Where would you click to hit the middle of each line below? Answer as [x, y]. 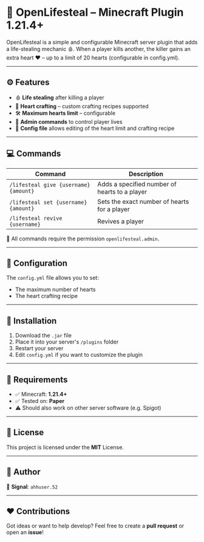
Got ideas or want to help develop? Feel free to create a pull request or [95, 526]
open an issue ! [25, 532]
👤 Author [23, 472]
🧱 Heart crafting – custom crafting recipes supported [82, 106]
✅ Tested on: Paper [40, 401]
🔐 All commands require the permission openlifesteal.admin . [83, 239]
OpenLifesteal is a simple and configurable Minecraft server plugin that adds [102, 42]
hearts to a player [122, 192]
